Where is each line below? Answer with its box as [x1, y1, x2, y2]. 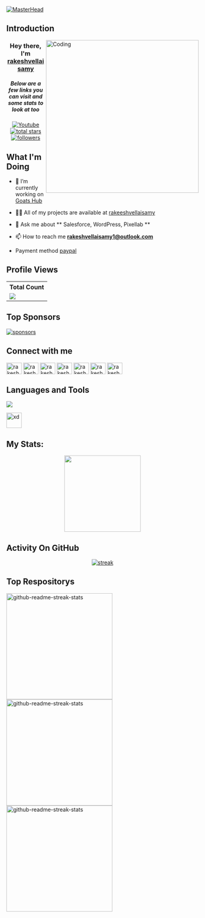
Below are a [10, 79, 41, 87]
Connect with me [6, 346, 73, 357]
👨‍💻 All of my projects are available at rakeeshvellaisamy [15, 209, 156, 216]
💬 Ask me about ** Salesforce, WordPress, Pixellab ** [15, 220, 151, 228]
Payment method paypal [15, 247, 77, 255]
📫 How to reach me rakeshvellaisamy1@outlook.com [15, 233, 154, 241]
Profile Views [6, 264, 59, 275]
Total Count [9, 283, 45, 291]
